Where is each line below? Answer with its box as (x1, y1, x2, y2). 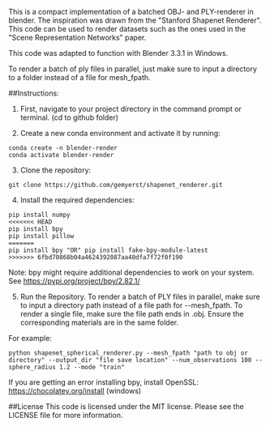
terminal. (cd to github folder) (19, 113, 119, 122)
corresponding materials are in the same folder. (19, 317, 179, 327)
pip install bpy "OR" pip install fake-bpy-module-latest (8, 246, 208, 254)
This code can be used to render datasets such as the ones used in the (8, 24, 246, 33)
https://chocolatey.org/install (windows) (8, 386, 142, 395)
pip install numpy (8, 211, 71, 219)
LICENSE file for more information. (8, 411, 123, 420)
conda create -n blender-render (8, 144, 118, 152)
